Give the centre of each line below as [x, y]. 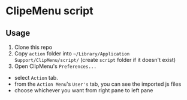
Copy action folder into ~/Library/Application [72, 54]
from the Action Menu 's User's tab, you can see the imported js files [98, 84]
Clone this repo [33, 47]
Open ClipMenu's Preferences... [55, 66]
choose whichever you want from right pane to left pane [84, 90]
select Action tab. [36, 78]
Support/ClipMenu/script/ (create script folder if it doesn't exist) [95, 60]
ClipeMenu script [49, 11]
